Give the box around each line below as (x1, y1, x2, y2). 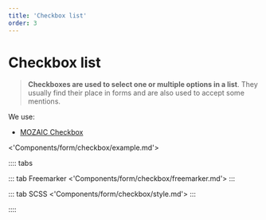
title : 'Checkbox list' (8, 11, 88, 20)
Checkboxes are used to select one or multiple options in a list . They (27, 80, 259, 89)
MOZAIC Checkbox (19, 128, 84, 137)
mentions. (27, 96, 61, 106)
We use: (8, 112, 36, 122)
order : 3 (8, 19, 37, 27)
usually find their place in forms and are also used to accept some (27, 88, 245, 98)
